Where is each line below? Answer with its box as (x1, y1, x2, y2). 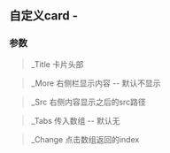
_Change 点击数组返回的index (30, 134, 140, 144)
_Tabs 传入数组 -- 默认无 (30, 115, 120, 126)
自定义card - (9, 8, 78, 24)
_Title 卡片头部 (30, 58, 84, 69)
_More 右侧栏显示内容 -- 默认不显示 (30, 78, 161, 88)
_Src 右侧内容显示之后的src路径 (30, 96, 146, 107)
